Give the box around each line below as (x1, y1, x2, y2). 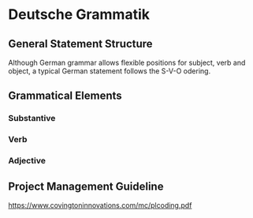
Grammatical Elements (8, 89, 122, 103)
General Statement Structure (8, 37, 153, 51)
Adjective (8, 156, 46, 167)
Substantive (8, 113, 56, 124)
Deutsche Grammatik (8, 6, 151, 24)
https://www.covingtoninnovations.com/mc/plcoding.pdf (8, 200, 192, 210)
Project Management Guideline (8, 179, 164, 193)
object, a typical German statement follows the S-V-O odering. (8, 66, 211, 76)
